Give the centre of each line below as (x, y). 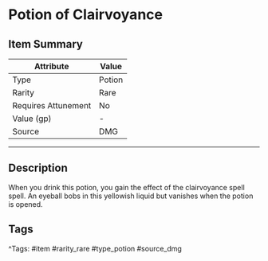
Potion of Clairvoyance (86, 15)
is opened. (26, 204)
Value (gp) (32, 119)
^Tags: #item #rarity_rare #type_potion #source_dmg (95, 248)
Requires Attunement (52, 105)
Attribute (52, 66)
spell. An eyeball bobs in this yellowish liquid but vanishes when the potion (131, 196)
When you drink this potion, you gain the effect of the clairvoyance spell (126, 187)
